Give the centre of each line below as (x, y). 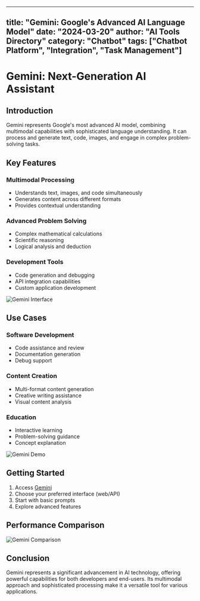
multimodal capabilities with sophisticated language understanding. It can (96, 131)
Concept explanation (40, 442)
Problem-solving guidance (47, 436)
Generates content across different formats (68, 199)
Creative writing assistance (48, 395)
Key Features (31, 162)
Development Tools (35, 262)
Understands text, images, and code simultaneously (79, 193)
